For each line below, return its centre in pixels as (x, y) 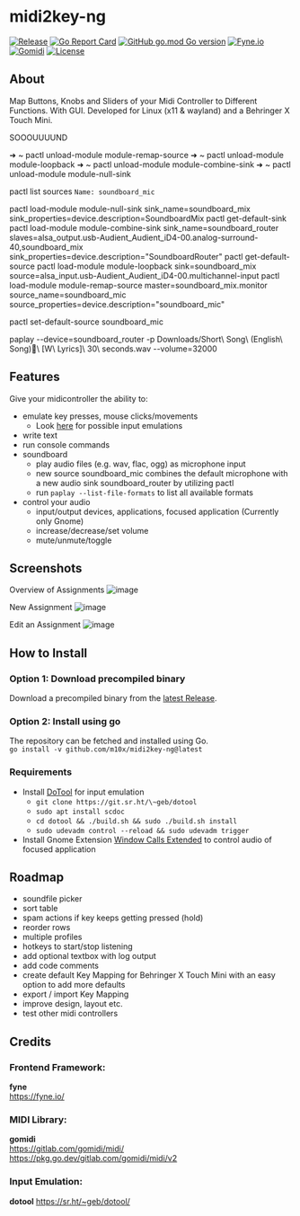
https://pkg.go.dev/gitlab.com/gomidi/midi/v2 (93, 1158)
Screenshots (46, 568)
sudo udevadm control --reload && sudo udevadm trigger (142, 830)
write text (40, 435)
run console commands (66, 444)
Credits (31, 1041)
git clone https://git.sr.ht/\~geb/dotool (116, 802)
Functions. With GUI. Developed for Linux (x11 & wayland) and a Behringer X (150, 111)
